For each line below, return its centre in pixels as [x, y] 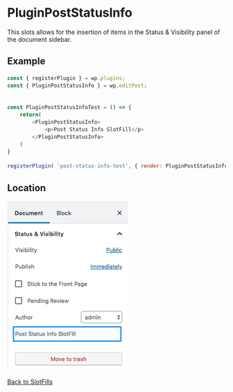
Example [26, 62]
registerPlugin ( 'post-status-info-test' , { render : [85, 166]
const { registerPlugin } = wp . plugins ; [67, 78]
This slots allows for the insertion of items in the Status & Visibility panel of [114, 32]
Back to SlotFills [30, 382]
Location [27, 188]
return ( [31, 115]
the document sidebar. [39, 39]
